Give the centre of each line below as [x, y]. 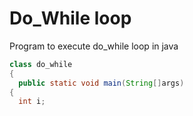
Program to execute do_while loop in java [94, 46]
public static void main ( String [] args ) [101, 83]
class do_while [41, 64]
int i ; [32, 102]
